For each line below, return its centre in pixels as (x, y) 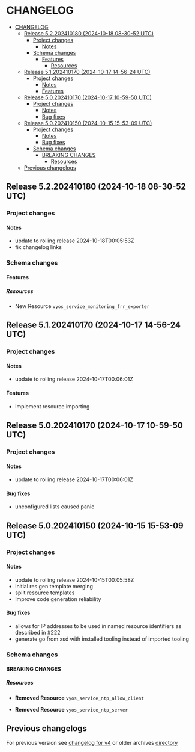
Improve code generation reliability (58, 599)
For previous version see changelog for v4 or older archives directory (92, 743)
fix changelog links (38, 247)
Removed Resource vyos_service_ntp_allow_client (79, 698)
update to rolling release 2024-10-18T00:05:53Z (74, 241)
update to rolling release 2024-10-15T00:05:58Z (74, 580)
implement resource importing (52, 406)
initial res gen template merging (54, 586)
